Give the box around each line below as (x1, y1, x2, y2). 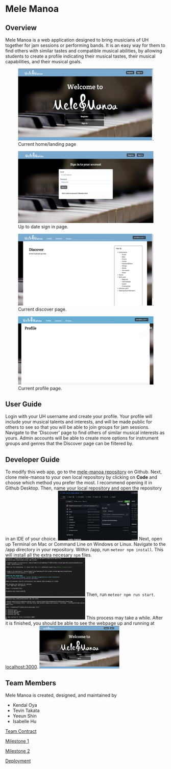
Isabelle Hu (12, 719, 37, 725)
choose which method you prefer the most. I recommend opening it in (5, 480, 152, 486)
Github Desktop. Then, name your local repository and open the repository (5, 485, 162, 491)
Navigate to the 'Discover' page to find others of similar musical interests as (5, 429, 165, 436)
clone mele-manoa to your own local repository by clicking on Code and (5, 474, 157, 480)
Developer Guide (5, 455, 60, 464)
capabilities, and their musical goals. (5, 59, 82, 64)
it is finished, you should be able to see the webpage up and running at (5, 620, 155, 626)
